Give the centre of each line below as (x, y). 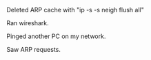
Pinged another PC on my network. (56, 36)
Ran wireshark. (28, 23)
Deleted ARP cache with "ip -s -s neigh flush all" (75, 10)
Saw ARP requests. (34, 49)
